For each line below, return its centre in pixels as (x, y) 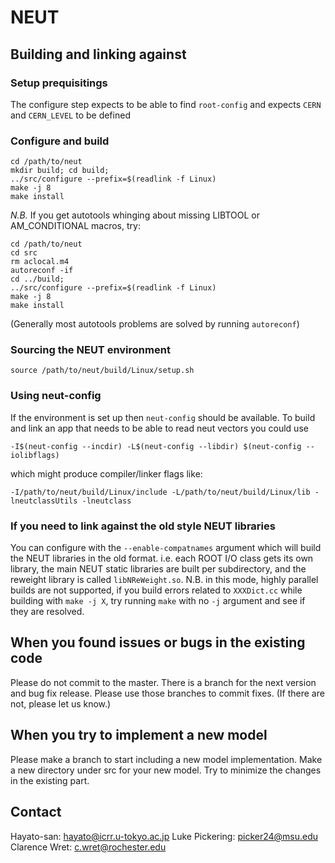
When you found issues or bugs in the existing (158, 642)
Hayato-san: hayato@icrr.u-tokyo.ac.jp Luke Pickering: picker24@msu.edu (164, 836)
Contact (36, 812)
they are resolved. (47, 612)
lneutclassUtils (44, 501)
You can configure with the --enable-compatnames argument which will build (166, 548)
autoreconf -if (42, 271)
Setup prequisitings (59, 83)
